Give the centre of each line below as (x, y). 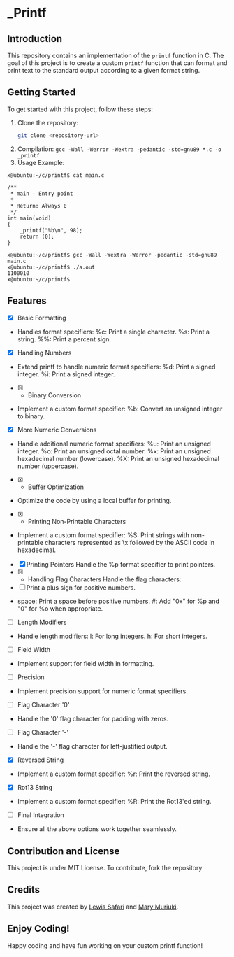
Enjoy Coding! (38, 929)
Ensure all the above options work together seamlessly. (97, 829)
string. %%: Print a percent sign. (64, 339)
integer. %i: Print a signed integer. (66, 374)
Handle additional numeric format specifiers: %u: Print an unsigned (114, 444)
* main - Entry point (42, 194)
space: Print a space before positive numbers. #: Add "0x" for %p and (118, 601)
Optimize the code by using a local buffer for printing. (94, 500)
